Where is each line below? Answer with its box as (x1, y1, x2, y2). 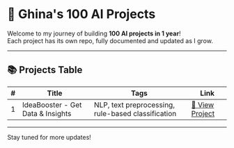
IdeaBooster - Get (22, 100, 82, 110)
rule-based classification (93, 108, 177, 118)
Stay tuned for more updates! (7, 133, 92, 141)
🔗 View (191, 100, 214, 110)
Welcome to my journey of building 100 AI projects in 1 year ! (7, 29, 181, 38)
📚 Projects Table (7, 64, 83, 76)
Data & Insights (22, 108, 72, 118)
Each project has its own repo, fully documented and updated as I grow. (7, 36, 214, 44)
